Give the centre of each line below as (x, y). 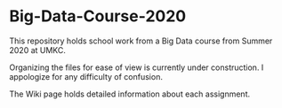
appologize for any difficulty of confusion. (86, 76)
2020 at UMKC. (38, 50)
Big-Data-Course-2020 (98, 16)
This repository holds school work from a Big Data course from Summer (141, 41)
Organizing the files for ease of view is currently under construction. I (137, 67)
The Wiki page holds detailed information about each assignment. (130, 94)
